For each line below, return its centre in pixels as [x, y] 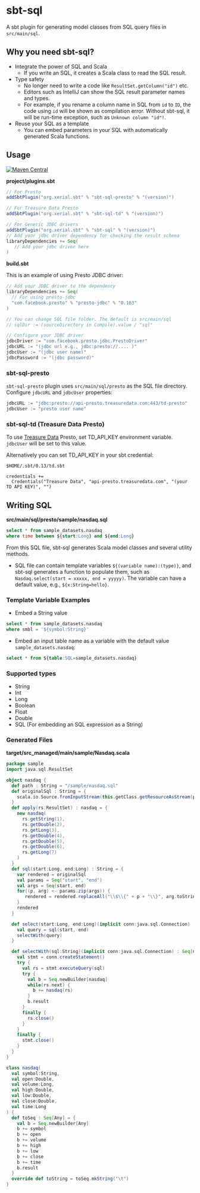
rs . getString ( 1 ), [43, 819]
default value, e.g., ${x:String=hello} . [62, 584]
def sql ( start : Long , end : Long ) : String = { [68, 869]
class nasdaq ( [24, 1068]
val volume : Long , [33, 1084]
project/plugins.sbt [31, 181]
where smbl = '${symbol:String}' [48, 629]
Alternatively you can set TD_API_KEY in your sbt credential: [80, 455]
